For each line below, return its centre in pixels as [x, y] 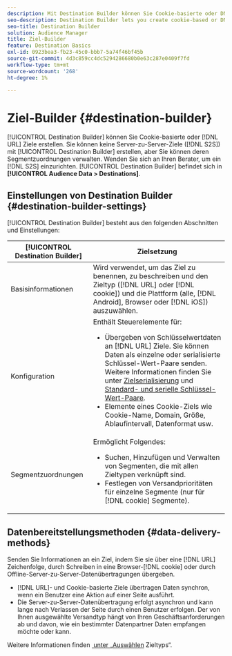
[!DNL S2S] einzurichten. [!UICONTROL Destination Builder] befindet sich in [115, 166]
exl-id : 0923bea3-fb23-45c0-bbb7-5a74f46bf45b [75, 52]
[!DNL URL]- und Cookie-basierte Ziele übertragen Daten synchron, [113, 587]
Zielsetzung [157, 251]
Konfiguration [33, 376]
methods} [29, 543]
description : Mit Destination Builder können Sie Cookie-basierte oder [112, 13]
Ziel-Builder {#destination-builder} [110, 118]
